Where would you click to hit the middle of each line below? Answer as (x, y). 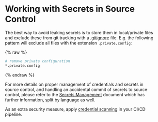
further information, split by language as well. (50, 100)
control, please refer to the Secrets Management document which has (75, 94)
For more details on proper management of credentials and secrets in (74, 84)
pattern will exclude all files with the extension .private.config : (69, 43)
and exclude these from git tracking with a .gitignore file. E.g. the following (79, 38)
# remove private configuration (38, 61)
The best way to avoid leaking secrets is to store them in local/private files (79, 32)
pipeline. (14, 114)
